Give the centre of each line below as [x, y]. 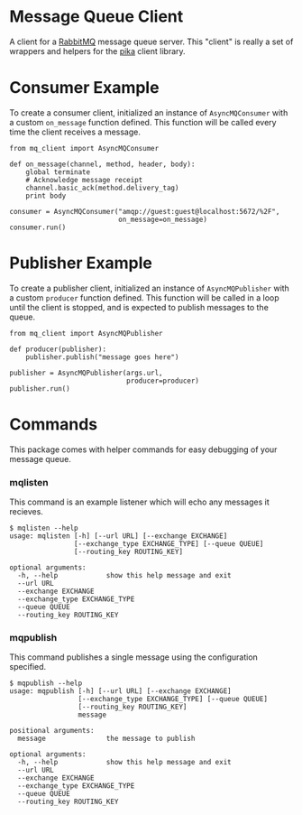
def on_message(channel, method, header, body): [102, 164]
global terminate [58, 172]
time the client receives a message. [75, 132]
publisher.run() [40, 389]
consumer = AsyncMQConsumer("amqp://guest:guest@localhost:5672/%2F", [145, 211]
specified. [28, 667]
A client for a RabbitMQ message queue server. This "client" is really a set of [151, 42]
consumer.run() [38, 227]
